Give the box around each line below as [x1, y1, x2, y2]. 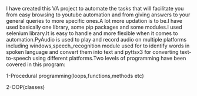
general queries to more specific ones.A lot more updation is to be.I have [6, 18, 182, 24]
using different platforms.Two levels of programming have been [32, 55, 186, 61]
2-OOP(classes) [6, 84, 45, 90]
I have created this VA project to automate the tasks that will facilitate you [6, 5, 184, 12]
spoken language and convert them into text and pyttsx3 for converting [6, 49, 179, 55]
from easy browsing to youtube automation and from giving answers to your [6, 11, 191, 18]
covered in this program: [6, 61, 66, 68]
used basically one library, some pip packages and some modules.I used [6, 23, 182, 30]
